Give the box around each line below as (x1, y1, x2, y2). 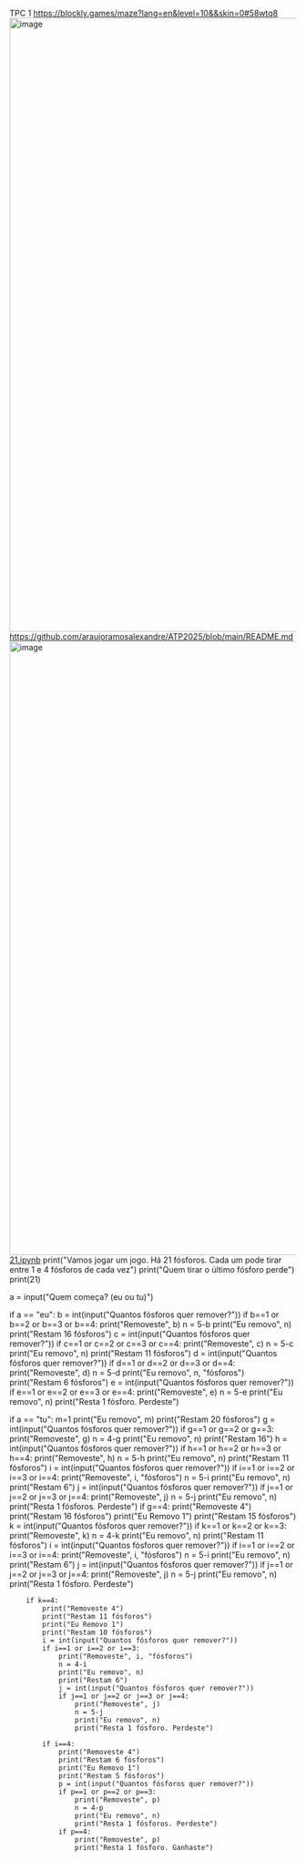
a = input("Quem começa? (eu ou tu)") (9, 1292, 154, 1302)
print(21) (9, 1274, 41, 1284)
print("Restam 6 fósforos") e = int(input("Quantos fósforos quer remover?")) (9, 1377, 294, 1387)
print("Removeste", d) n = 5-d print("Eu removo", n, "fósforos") (9, 1367, 245, 1378)
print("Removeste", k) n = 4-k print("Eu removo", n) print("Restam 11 (9, 1530, 264, 1540)
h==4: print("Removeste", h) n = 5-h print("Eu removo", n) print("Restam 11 (9, 1453, 290, 1463)
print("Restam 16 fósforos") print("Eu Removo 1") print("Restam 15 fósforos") (9, 1511, 297, 1521)
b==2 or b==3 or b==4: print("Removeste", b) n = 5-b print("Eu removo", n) (9, 1319, 292, 1329)
